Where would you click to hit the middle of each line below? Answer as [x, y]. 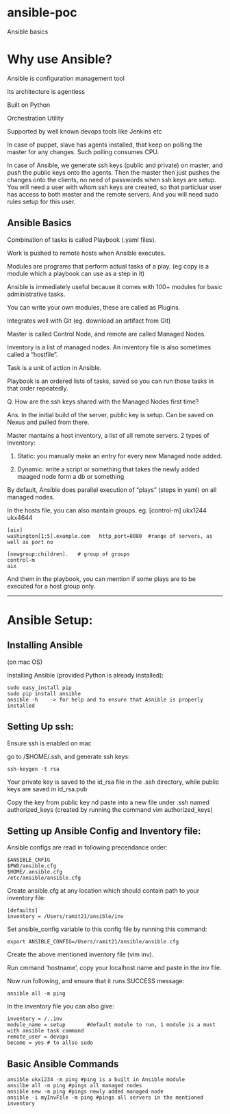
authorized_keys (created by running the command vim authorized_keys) [110, 809]
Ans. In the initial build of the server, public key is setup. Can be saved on [111, 414]
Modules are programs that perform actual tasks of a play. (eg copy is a [108, 266]
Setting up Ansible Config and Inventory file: [104, 831]
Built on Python [29, 105]
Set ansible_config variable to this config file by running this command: [107, 929]
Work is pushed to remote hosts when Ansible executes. [87, 253]
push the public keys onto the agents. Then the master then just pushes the [114, 172]
